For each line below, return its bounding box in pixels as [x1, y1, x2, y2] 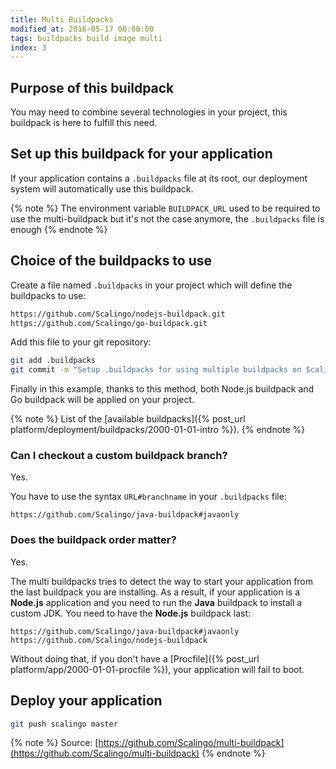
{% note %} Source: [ [10, 737, 99, 749]
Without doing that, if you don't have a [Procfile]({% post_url [10, 652, 260, 665]
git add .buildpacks [10, 356, 97, 366]
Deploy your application [10, 692, 163, 710]
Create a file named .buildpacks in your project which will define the [10, 279, 293, 291]
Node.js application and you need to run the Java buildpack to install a [10, 596, 303, 608]
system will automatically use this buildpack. [10, 182, 194, 195]
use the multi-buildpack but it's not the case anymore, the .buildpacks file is [10, 212, 325, 225]
